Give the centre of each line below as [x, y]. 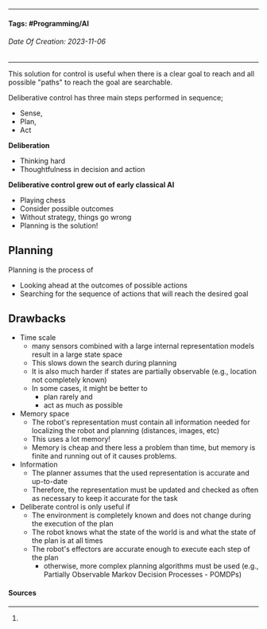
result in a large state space [77, 354]
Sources [23, 593]
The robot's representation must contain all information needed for [141, 422]
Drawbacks [37, 318]
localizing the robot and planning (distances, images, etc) [126, 431]
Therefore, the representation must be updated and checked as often [145, 490]
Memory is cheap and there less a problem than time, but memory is [143, 447]
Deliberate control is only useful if [75, 507]
